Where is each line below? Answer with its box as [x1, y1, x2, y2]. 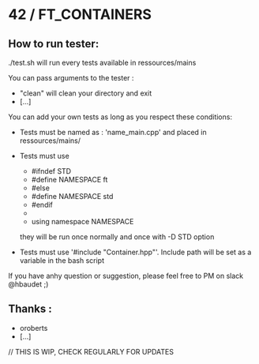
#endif [31, 200, 54, 209]
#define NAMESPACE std [31, 192, 114, 201]
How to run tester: [8, 37, 99, 51]
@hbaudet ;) [8, 280, 49, 289]
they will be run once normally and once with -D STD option [19, 232, 215, 242]
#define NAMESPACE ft [31, 175, 108, 184]
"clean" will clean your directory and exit [19, 88, 152, 98]
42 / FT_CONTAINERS [8, 6, 152, 24]
